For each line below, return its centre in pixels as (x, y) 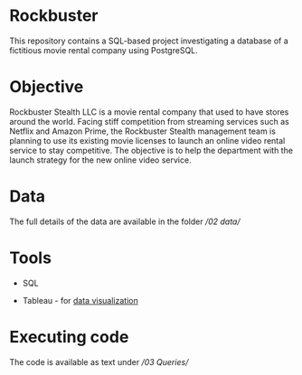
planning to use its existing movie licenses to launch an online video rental (147, 140)
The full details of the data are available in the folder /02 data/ (125, 221)
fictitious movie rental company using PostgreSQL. (104, 50)
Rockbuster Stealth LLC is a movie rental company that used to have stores (149, 112)
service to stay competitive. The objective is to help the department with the (151, 150)
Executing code (69, 337)
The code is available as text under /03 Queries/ (99, 361)
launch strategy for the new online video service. (100, 160)
